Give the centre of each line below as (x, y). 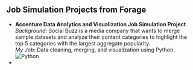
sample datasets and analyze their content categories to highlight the (101, 37)
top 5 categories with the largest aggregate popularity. (83, 43)
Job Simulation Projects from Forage (76, 10)
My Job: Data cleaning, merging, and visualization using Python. (95, 50)
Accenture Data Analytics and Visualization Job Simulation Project (100, 24)
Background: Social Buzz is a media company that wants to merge (97, 31)
